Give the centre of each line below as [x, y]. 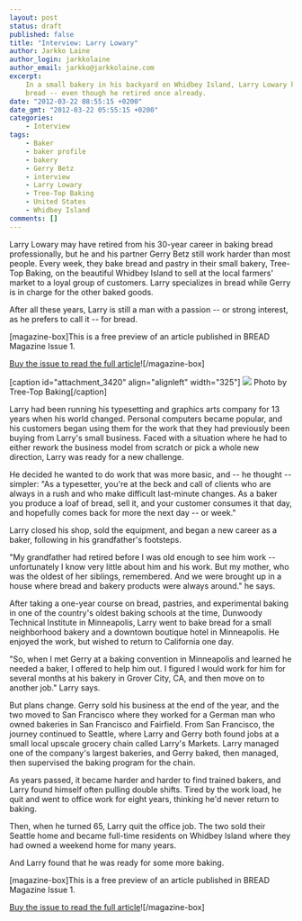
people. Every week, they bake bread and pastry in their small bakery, [138, 263]
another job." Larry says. [55, 687]
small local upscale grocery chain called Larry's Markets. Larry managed [144, 743]
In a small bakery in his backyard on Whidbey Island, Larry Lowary [156, 85]
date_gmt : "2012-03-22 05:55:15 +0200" [84, 110]
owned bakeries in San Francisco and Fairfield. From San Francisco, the [142, 724]
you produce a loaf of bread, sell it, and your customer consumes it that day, [151, 503]
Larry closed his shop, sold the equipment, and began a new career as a [143, 530]
